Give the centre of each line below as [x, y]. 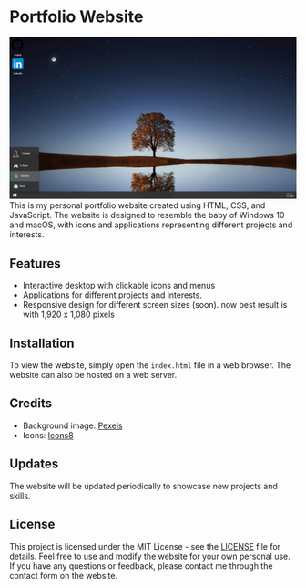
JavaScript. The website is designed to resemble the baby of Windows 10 [147, 215]
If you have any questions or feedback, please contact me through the [141, 566]
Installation [42, 343]
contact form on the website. [64, 575]
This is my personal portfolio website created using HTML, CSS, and [138, 205]
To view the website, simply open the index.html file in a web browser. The [150, 365]
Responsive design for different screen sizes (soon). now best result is [155, 305]
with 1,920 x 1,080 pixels [69, 315]
